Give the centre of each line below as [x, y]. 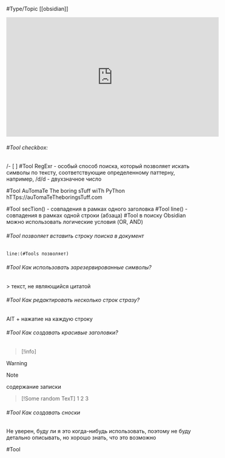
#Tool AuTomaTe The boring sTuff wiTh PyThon [66, 191]
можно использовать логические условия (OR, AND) [75, 222]
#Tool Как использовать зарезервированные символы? [79, 267]
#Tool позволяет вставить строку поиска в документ [75, 235]
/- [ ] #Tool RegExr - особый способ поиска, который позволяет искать [98, 166]
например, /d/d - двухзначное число [54, 179]
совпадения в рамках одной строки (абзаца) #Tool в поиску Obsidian [96, 215]
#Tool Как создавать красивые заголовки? [62, 332]
